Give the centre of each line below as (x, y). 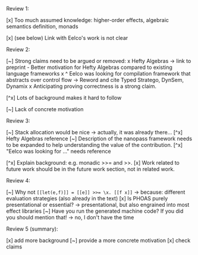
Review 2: (18, 49)
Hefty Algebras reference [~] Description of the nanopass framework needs (99, 138)
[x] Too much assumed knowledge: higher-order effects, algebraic (88, 20)
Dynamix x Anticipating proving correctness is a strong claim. (81, 86)
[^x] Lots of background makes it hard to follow (64, 98)
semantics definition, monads (42, 26)
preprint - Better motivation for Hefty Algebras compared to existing (89, 67)
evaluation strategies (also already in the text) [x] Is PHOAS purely (87, 198)
